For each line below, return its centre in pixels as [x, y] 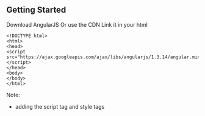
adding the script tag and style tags [60, 106]
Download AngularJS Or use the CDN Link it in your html [77, 24]
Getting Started [36, 10]
